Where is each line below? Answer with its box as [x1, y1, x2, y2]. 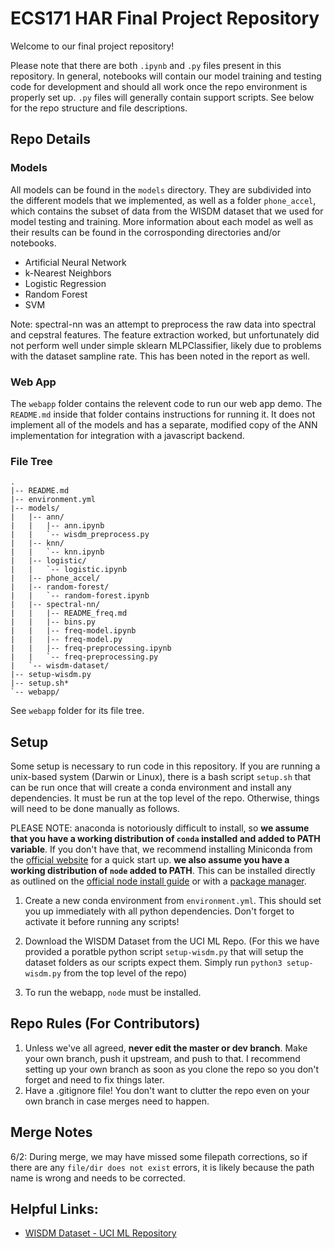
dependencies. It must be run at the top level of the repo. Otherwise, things [10, 792, 320, 804]
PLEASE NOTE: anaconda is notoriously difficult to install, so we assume [10, 822, 310, 834]
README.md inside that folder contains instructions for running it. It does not [10, 408, 316, 420]
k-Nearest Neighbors [24, 267, 112, 279]
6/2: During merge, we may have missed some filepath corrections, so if [10, 1150, 308, 1162]
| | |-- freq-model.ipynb [10, 626, 137, 636]
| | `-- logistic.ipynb [10, 565, 128, 575]
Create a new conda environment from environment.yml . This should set [24, 895, 322, 907]
